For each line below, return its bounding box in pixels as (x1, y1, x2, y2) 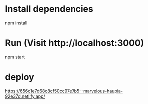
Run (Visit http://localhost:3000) (5, 37, 144, 49)
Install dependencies (5, 3, 93, 15)
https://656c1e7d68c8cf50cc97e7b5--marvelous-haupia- (5, 88, 123, 94)
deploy (5, 71, 35, 83)
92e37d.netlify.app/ (5, 93, 46, 99)
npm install (5, 20, 28, 26)
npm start (5, 54, 25, 60)
